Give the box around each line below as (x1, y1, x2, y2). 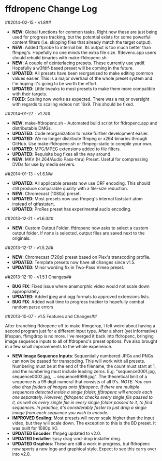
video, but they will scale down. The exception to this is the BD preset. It (12, 420, 156, 426)
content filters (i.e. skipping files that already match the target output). (12, 39, 152, 45)
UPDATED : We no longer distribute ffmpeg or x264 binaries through (12, 135, 147, 142)
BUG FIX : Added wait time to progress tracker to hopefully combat (12, 299, 145, 304)
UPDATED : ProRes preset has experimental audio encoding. (12, 206, 132, 212)
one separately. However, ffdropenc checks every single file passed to (12, 394, 153, 400)
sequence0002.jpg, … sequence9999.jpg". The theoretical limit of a (12, 373, 147, 379)
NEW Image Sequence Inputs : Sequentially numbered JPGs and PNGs (12, 353, 154, 358)
